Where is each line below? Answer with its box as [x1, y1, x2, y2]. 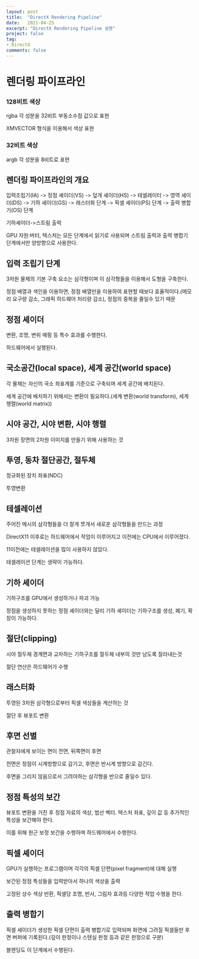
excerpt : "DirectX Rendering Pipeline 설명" [6, 25, 116, 32]
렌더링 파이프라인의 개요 [6, 175, 89, 185]
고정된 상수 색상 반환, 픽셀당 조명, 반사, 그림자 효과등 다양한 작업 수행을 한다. [6, 890, 183, 898]
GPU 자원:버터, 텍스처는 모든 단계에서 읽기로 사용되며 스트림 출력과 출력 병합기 [6, 232, 188, 239]
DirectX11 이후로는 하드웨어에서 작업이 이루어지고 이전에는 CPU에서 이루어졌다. [6, 533, 190, 540]
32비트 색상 [6, 141, 38, 149]
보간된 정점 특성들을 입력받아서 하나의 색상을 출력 [6, 878, 121, 885]
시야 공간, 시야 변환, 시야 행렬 [6, 419, 107, 429]
